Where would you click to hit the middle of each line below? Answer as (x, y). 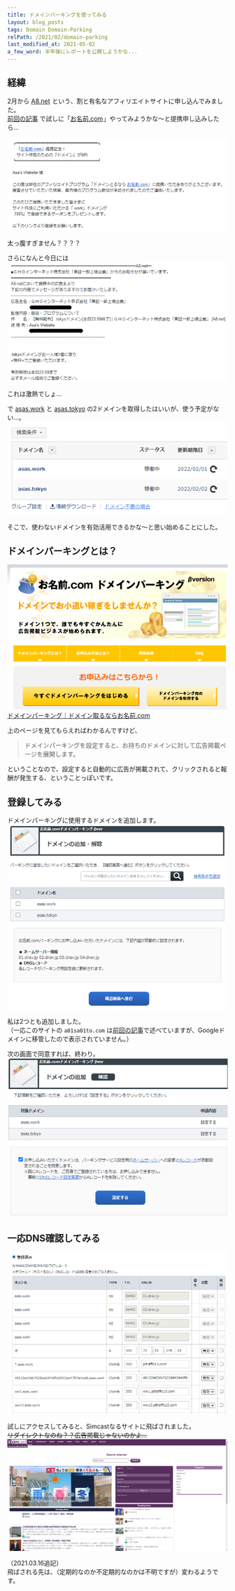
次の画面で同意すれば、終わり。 (53, 1054)
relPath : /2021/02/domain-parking (58, 37)
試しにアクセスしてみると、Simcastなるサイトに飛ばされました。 (101, 1426)
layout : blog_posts (36, 22)
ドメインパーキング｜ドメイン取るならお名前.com (79, 716)
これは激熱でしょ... (35, 394)
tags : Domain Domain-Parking (50, 29)
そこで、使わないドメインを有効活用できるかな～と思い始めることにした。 (114, 527)
